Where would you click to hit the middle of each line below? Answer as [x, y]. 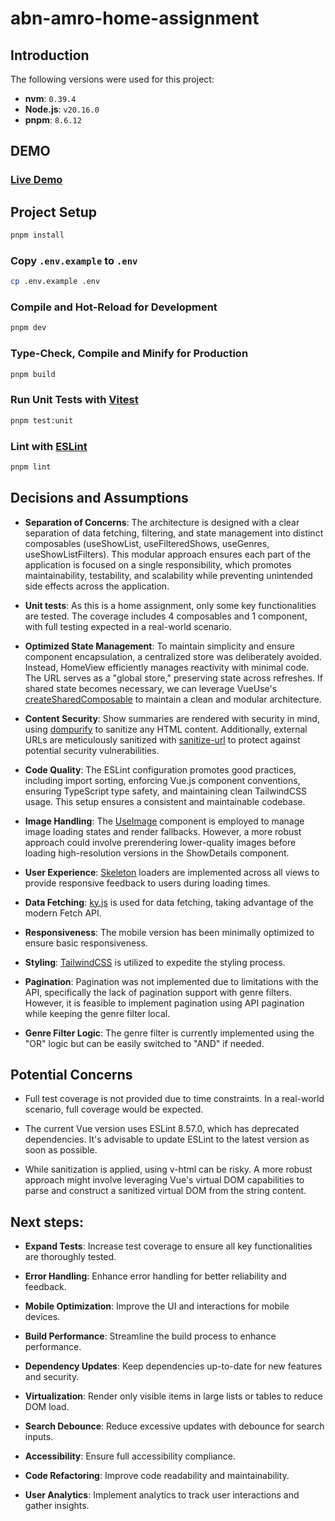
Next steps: [47, 1222]
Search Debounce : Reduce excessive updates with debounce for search [174, 1426]
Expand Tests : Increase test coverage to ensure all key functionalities [168, 1246]
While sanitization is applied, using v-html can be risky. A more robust [168, 1169]
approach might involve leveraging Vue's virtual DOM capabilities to [164, 1180]
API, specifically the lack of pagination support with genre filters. [158, 992]
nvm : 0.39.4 [50, 98]
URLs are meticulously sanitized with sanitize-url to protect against [162, 739]
